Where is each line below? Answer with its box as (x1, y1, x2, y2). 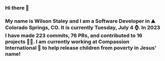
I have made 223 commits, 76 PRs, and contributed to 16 (5, 32, 142, 39)
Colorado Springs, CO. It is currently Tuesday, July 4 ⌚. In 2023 (5, 24, 161, 31)
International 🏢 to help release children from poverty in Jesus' (5, 44, 157, 51)
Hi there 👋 (5, 4, 30, 11)
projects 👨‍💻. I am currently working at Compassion (5, 38, 129, 45)
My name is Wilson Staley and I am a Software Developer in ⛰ (5, 17, 156, 24)
